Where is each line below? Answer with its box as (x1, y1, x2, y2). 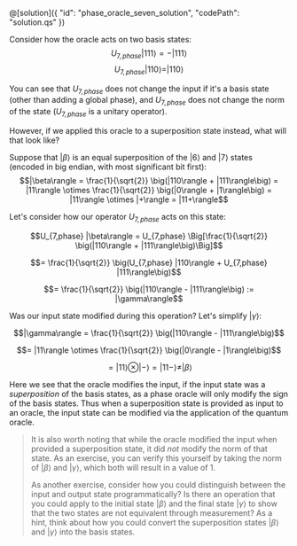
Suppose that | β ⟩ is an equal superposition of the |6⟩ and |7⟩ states (9, 152, 253, 162)
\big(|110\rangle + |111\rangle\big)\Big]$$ (74, 239, 223, 251)
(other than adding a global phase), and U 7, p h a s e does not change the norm (9, 95, 285, 107)
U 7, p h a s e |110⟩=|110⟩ (113, 64, 184, 76)
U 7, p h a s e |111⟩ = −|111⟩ (110, 48, 188, 60)
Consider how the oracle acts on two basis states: (9, 35, 192, 44)
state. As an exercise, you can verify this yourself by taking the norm (30, 452, 282, 464)
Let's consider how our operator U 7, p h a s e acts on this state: (9, 211, 226, 224)
